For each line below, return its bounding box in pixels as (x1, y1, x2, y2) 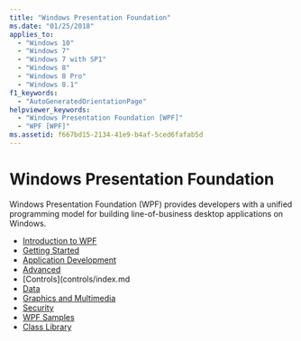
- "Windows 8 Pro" (17, 72, 87, 81)
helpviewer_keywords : (9, 105, 91, 114)
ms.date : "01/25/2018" (9, 22, 95, 31)
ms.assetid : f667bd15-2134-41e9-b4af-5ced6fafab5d (9, 130, 204, 139)
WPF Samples (22, 311, 75, 322)
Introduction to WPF (22, 235, 97, 246)
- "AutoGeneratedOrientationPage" (17, 96, 147, 106)
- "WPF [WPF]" (17, 122, 70, 131)
